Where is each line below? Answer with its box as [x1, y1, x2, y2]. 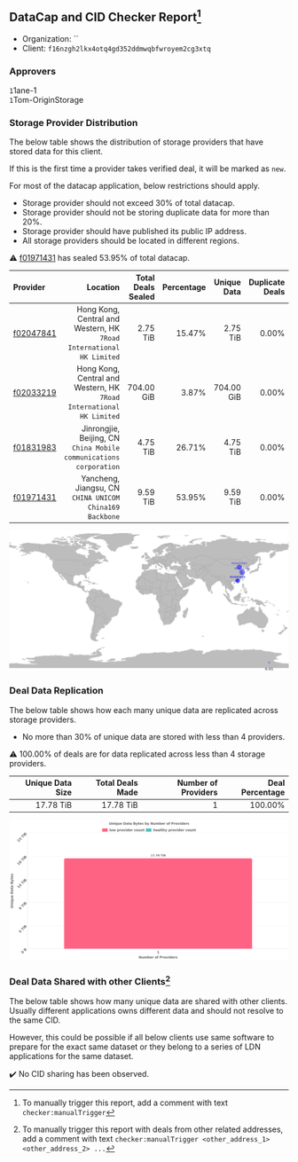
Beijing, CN [79, 432, 121, 443]
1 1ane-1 [9, 85, 37, 96]
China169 [87, 503, 121, 512]
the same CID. [9, 1015, 61, 1025]
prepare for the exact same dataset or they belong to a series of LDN [9, 1041, 262, 1052]
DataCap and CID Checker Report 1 [9, 7, 201, 25]
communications [63, 452, 121, 462]
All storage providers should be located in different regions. [21, 235, 239, 247]
